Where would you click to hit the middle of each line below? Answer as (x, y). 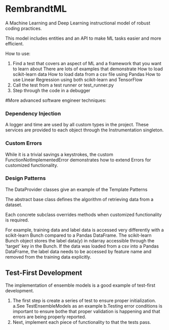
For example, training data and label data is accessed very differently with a (84, 230)
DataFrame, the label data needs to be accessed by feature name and (78, 251)
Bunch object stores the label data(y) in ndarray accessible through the (80, 240)
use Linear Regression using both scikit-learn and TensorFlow (78, 79)
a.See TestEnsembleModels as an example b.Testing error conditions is (88, 306)
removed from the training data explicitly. (48, 257)
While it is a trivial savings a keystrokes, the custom (59, 154)
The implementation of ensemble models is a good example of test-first (80, 285)
